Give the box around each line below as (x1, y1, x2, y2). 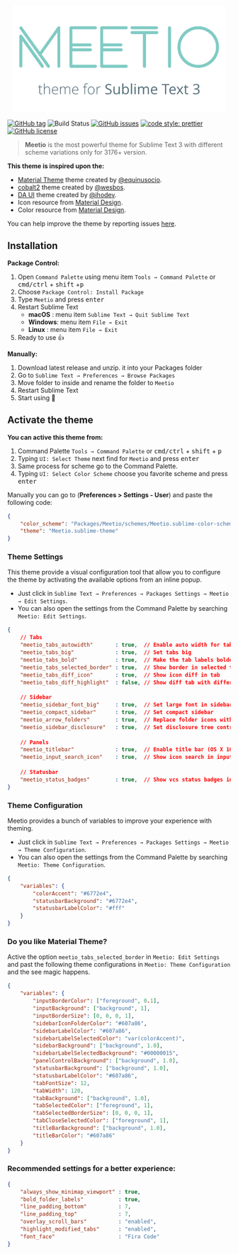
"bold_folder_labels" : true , (20, 1196, 141, 1203)
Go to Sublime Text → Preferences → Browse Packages (17, 371, 176, 379)
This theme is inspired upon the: (7, 162, 105, 170)
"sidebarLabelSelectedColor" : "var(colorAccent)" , (33, 1035, 186, 1042)
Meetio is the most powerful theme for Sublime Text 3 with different (24, 140, 223, 149)
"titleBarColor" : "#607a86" (33, 1132, 115, 1139)
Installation (7, 240, 58, 252)
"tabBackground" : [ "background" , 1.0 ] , (33, 1094, 151, 1102)
